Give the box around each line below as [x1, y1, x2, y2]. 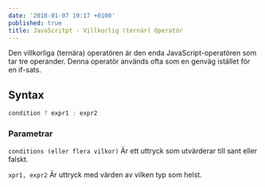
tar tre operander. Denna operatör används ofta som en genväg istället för [8, 56, 251, 66]
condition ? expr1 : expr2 [8, 109, 98, 118]
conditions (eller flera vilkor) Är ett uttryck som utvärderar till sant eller [8, 146, 258, 156]
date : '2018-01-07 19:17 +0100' [8, 11, 115, 20]
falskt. [8, 154, 29, 164]
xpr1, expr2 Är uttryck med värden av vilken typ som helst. [8, 170, 203, 180]
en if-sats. [8, 65, 42, 75]
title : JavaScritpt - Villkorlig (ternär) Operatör [8, 26, 183, 34]
